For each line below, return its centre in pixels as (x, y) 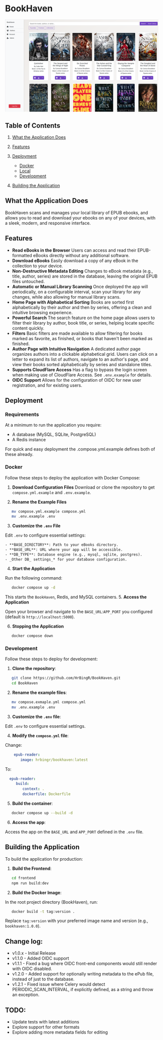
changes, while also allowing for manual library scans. (66, 297)
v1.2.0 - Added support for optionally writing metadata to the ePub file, (83, 974)
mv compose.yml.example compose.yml (49, 511)
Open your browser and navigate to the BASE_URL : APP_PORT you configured (79, 612)
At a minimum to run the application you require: (53, 425)
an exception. (26, 995)
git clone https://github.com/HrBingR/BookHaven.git (66, 678)
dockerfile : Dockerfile (46, 794)
